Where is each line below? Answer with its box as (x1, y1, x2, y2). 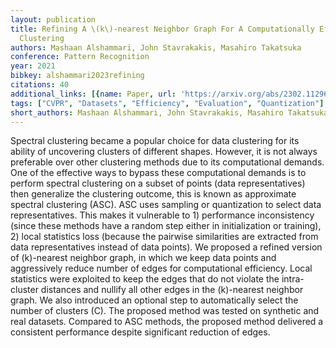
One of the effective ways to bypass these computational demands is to (10, 167, 307, 179)
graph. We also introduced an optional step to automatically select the (10, 294, 299, 306)
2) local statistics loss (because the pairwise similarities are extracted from (10, 231, 319, 243)
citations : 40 (10, 80, 70, 90)
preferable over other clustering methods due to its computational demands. (10, 156, 325, 168)
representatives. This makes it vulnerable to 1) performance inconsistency (10, 209, 315, 221)
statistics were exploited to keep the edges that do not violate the (10, 273, 280, 285)
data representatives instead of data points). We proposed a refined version (10, 241, 323, 253)
